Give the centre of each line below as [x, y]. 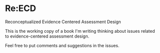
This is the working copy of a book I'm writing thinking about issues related [80, 31]
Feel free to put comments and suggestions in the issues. [62, 45]
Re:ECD [21, 8]
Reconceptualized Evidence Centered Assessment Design [63, 22]
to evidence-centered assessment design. [47, 36]
